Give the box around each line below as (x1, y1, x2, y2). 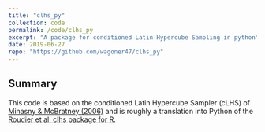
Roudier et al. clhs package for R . (8, 115, 116, 124)
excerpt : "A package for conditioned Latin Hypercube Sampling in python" (8, 33, 259, 42)
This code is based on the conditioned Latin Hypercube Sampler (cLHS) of (8, 97, 251, 107)
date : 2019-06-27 (8, 41, 65, 49)
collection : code (8, 19, 65, 27)
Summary (8, 77, 58, 90)
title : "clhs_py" (8, 11, 65, 20)
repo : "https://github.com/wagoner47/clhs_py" (8, 48, 164, 56)
